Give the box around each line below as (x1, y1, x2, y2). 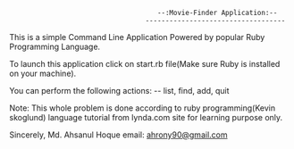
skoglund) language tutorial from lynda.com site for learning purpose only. (9, 112, 283, 122)
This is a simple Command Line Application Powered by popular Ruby (9, 32, 265, 42)
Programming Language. (9, 41, 101, 52)
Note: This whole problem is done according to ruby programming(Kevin (9, 103, 275, 113)
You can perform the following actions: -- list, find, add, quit (9, 86, 230, 95)
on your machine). (9, 68, 77, 79)
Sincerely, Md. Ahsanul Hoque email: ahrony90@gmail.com (9, 129, 228, 140)
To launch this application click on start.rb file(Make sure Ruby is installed (9, 59, 281, 69)
